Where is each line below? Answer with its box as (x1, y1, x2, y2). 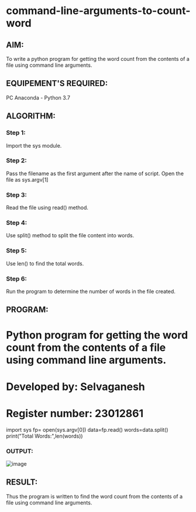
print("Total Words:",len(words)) (6, 432, 83, 439)
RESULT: (6, 477, 38, 487)
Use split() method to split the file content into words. (6, 232, 135, 239)
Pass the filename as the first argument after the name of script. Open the (6, 170, 184, 177)
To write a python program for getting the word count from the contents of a (6, 56, 190, 62)
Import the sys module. (6, 142, 62, 149)
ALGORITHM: (6, 111, 56, 121)
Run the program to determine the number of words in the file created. (6, 288, 176, 295)
